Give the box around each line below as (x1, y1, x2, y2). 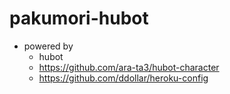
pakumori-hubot (9, 7, 149, 30)
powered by (23, 40, 74, 52)
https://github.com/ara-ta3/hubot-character (38, 61, 220, 73)
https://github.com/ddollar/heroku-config (38, 72, 209, 84)
